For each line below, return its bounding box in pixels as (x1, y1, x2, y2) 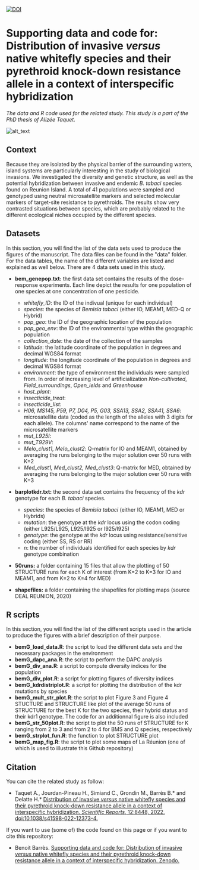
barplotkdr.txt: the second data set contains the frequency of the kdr (14, 488, 185, 495)
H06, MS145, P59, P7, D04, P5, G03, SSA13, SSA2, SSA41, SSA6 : (23, 407, 182, 414)
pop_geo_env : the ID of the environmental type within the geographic (23, 324, 193, 332)
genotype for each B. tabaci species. (14, 494, 106, 501)
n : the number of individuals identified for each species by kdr (23, 544, 176, 551)
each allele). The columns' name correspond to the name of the (23, 419, 180, 426)
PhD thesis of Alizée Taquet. (6, 116, 75, 123)
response (14, 281, 39, 289)
